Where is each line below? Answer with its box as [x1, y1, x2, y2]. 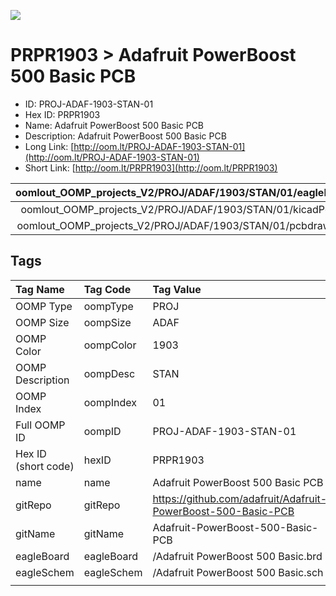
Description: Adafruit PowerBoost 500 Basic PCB [24, 130, 227, 142]
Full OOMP [15, 418, 66, 432]
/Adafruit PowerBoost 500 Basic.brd [152, 549, 323, 563]
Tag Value [152, 282, 202, 296]
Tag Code [83, 282, 132, 296]
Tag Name [15, 282, 65, 296]
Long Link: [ [24, 140, 75, 152]
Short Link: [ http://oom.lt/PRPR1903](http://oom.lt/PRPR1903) [24, 161, 278, 174]
